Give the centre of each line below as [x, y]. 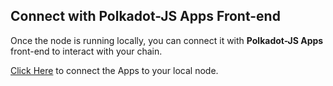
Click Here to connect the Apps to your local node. [114, 70]
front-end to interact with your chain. [86, 51]
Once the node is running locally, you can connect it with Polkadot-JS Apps [167, 40]
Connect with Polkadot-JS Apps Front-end [145, 16]
